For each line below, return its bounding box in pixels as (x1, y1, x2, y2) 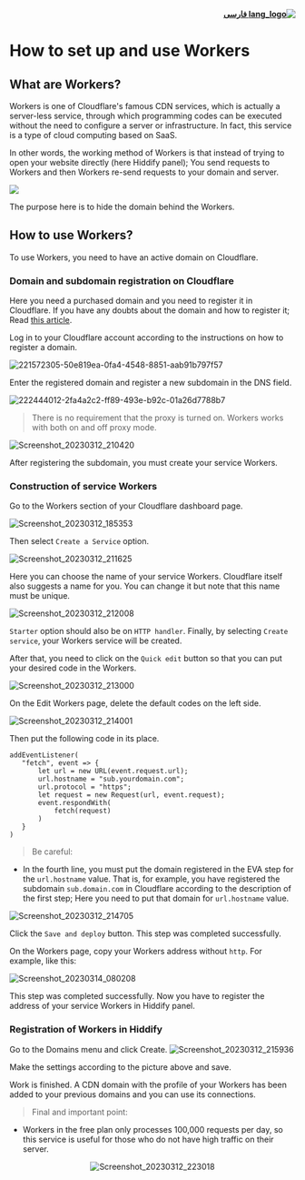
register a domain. (9, 342, 77, 353)
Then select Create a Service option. (9, 536, 150, 547)
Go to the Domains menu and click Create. (9, 1044, 168, 1054)
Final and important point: (31, 1106, 129, 1117)
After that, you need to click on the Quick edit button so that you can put (9, 653, 283, 664)
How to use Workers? (9, 227, 133, 243)
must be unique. (9, 590, 71, 601)
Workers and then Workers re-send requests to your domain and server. (9, 166, 280, 177)
